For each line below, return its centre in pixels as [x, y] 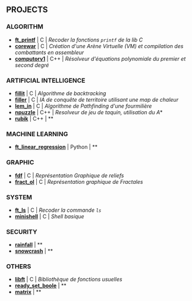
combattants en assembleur [49, 52]
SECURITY [22, 231]
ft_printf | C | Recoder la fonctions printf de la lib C [79, 40]
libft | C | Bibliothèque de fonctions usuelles [69, 280]
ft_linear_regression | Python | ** [56, 147]
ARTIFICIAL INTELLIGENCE [46, 80]
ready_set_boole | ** [40, 286]
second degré [32, 65]
